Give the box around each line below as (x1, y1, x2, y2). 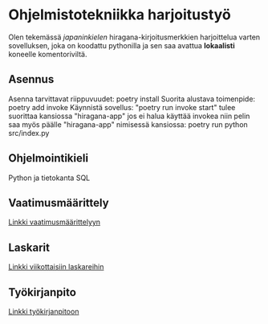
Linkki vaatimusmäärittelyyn (8, 217, 101, 227)
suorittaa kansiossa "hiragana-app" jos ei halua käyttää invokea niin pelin (8, 111, 250, 121)
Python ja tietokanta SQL (8, 173, 91, 183)
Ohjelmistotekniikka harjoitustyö (8, 6, 231, 24)
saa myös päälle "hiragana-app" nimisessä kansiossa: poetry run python (8, 119, 249, 129)
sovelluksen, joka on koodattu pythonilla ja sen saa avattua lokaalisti (8, 40, 235, 50)
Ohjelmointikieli (8, 151, 89, 166)
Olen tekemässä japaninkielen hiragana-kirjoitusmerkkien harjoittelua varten (8, 32, 261, 42)
